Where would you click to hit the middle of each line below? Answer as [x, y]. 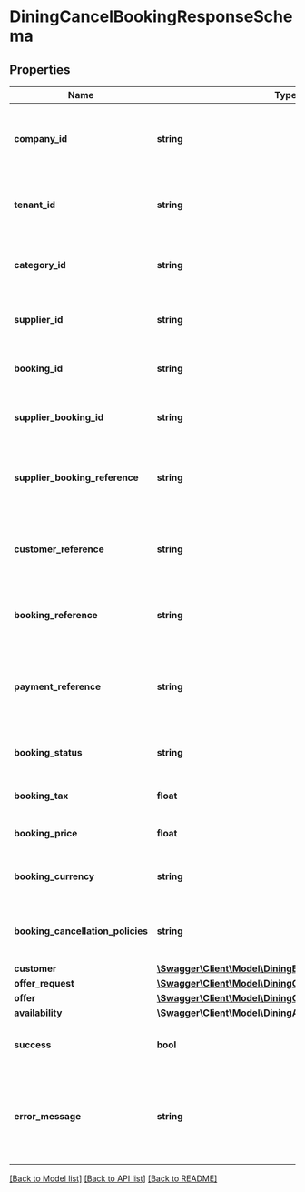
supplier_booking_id [59, 417]
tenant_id [35, 205]
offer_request [44, 983]
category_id [40, 265]
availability [38, 1013]
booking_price [46, 833]
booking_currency [54, 876]
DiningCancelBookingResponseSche [151, 17]
